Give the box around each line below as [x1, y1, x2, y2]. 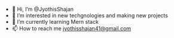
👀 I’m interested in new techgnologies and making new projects [11, 12, 169, 19]
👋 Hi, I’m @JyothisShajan [11, 6, 74, 12]
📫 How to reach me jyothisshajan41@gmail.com [11, 25, 132, 32]
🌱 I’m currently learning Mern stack [11, 18, 99, 25]
